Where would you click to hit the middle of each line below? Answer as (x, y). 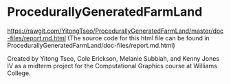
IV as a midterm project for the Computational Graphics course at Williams (112, 66)
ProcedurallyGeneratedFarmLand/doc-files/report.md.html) (91, 45)
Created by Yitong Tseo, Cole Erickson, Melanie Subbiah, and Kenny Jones (113, 58)
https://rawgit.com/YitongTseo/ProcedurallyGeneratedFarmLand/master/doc (115, 31)
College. (19, 73)
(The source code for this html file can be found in (139, 38)
